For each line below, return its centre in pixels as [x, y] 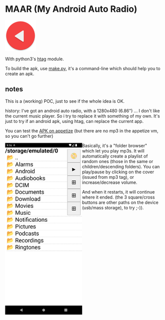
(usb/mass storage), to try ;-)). [113, 207]
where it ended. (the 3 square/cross [118, 197]
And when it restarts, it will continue [118, 192]
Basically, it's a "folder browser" [115, 145]
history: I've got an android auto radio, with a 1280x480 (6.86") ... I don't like [82, 111]
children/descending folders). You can [121, 166]
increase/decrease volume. [110, 182]
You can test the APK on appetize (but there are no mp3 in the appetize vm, [82, 131]
